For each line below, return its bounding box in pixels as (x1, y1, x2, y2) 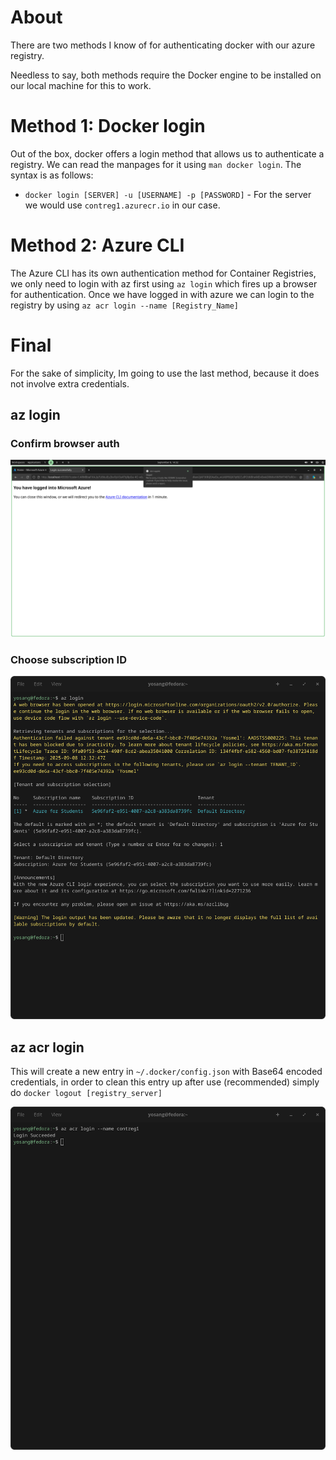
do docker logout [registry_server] (10, 1087, 163, 1099)
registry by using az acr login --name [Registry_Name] (10, 299, 239, 311)
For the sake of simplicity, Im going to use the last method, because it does (10, 367, 320, 379)
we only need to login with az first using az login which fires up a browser (10, 277, 318, 290)
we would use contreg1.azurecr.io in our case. (24, 199, 221, 211)
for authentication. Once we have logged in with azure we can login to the (10, 288, 315, 300)
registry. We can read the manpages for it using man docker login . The (10, 158, 302, 170)
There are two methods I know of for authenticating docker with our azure (10, 39, 316, 51)
